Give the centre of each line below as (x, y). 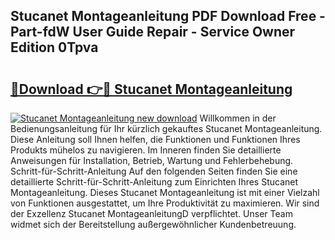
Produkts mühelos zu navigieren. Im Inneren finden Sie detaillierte (146, 150)
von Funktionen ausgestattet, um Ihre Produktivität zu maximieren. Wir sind (165, 203)
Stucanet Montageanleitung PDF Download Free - (168, 16)
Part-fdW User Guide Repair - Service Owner (153, 32)
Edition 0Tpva (54, 47)
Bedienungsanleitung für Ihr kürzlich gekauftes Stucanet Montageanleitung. (166, 128)
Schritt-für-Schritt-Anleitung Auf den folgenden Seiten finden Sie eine (154, 171)
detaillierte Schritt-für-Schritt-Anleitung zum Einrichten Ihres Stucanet (154, 182)
